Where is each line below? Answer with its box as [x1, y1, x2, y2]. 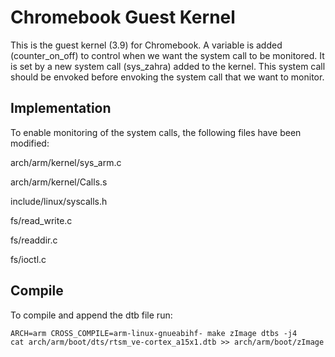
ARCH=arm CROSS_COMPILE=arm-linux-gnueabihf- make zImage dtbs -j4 [10, 328, 298, 338]
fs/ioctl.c [10, 253, 47, 265]
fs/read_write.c [10, 214, 73, 226]
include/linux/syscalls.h [10, 195, 108, 207]
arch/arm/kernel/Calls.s [10, 176, 108, 188]
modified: [10, 137, 50, 149]
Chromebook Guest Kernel [10, 6, 236, 29]
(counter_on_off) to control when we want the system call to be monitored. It [10, 49, 325, 61]
